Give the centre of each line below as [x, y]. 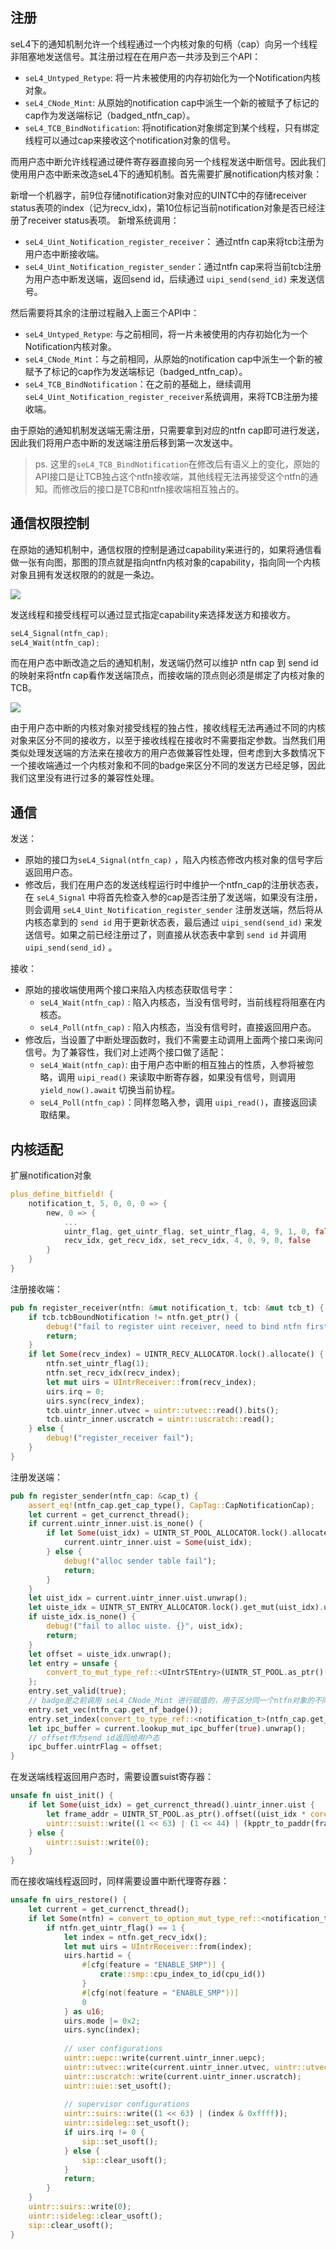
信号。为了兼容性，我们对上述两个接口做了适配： [125, 1052]
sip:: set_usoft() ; [120, 2141]
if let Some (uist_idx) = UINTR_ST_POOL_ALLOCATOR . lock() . [169, 1533]
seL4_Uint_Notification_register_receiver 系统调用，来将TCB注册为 [167, 396]
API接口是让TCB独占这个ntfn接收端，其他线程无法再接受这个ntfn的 [172, 476]
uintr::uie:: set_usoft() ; [117, 2086]
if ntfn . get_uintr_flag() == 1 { [116, 1928]
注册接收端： [36, 1289]
